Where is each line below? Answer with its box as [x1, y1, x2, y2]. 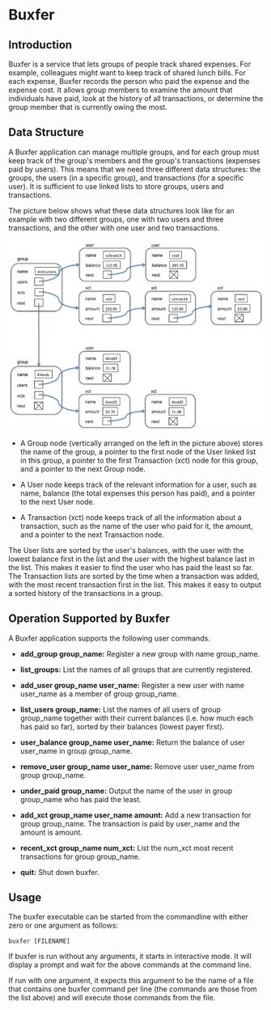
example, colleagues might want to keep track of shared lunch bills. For [8, 68, 247, 78]
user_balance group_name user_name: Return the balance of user [19, 737, 245, 747]
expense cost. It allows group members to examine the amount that [8, 85, 233, 95]
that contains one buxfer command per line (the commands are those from [8, 984, 257, 994]
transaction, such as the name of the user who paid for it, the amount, [19, 521, 253, 530]
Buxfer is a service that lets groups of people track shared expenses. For [8, 59, 252, 69]
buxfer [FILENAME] [8, 937, 70, 945]
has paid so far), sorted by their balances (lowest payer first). [19, 721, 225, 731]
